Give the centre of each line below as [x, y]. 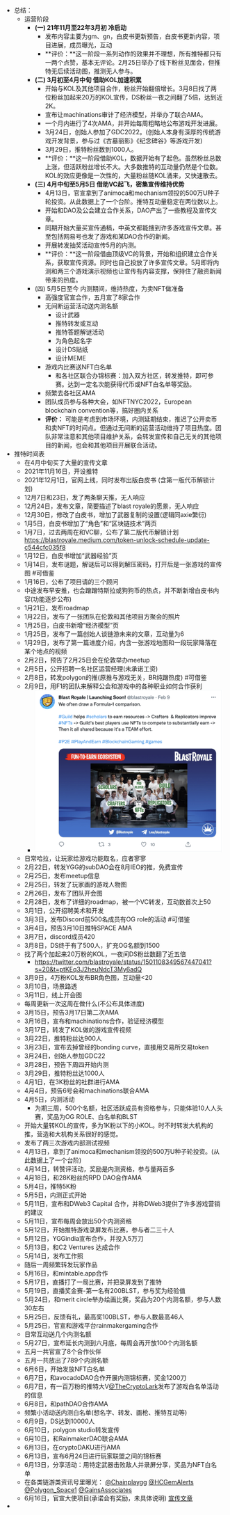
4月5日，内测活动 [49, 1100]
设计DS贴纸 [72, 349]
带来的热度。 [63, 280]
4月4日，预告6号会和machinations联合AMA [87, 1090]
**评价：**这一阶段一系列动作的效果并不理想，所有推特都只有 [133, 54]
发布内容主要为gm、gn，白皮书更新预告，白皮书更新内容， [129, 36]
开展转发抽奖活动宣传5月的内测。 [92, 245]
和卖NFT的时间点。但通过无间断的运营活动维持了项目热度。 [130, 428]
